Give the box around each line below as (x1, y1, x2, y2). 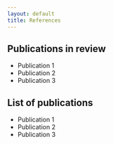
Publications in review (7, 43, 107, 55)
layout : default (7, 10, 55, 18)
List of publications (7, 96, 93, 109)
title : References (7, 17, 61, 24)
